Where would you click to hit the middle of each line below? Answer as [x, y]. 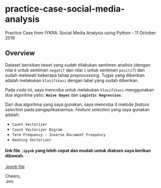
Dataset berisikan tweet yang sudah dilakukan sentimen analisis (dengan [78, 65]
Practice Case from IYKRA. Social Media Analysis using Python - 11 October [80, 33]
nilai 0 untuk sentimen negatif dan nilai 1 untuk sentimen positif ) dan [75, 70]
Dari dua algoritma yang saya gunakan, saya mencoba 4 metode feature [77, 104]
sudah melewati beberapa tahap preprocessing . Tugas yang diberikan [75, 75]
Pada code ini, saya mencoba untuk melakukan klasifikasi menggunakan [80, 90]
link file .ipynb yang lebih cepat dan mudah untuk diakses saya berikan [78, 151]
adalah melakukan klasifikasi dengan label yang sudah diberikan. [72, 80]
